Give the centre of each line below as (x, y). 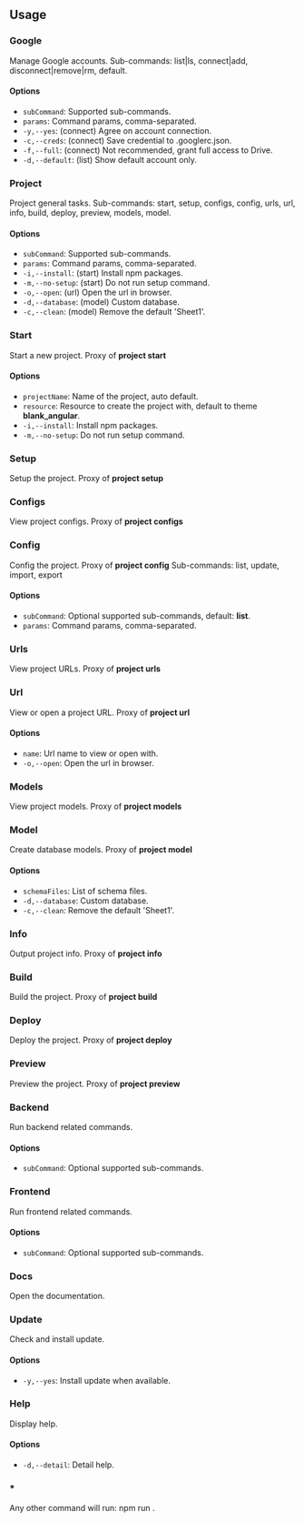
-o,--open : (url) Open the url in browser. (97, 292)
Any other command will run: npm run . (82, 1508)
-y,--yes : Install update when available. (96, 1380)
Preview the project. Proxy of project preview (95, 1084)
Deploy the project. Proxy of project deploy (91, 1040)
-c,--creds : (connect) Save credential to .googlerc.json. (127, 140)
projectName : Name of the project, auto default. (110, 396)
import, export (36, 575)
